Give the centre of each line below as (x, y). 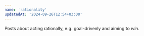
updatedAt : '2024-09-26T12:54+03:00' (44, 14)
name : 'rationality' (26, 10)
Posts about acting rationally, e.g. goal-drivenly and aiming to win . (72, 28)
